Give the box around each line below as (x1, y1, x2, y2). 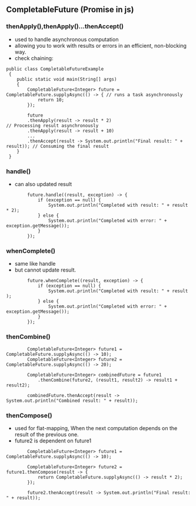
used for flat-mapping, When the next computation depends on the (14, 424, 178, 432)
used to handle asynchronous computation (14, 35, 119, 43)
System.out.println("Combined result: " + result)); (6, 398, 138, 404)
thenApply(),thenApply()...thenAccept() (6, 22, 124, 31)
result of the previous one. (14, 431, 79, 438)
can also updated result (14, 180, 72, 187)
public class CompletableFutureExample (6, 66, 104, 72)
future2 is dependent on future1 (14, 437, 92, 444)
